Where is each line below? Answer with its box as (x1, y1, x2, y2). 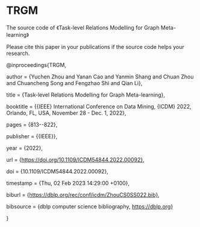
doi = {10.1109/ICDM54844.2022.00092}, (6, 167, 108, 175)
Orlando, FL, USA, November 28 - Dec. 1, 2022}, (6, 109, 127, 117)
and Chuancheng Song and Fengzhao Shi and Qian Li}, (6, 79, 143, 86)
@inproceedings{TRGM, (6, 61, 66, 68)
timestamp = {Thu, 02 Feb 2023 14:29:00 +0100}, (6, 179, 130, 187)
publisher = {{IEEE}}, (6, 132, 58, 139)
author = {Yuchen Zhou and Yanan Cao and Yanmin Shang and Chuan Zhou (6, 73, 194, 80)
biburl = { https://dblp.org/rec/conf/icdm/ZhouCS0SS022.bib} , (6, 191, 160, 198)
